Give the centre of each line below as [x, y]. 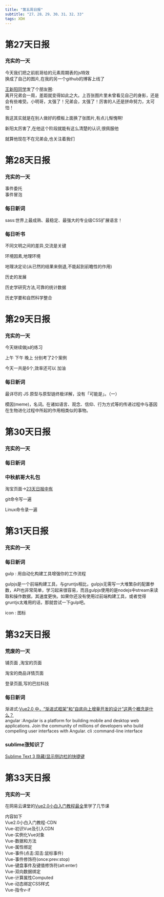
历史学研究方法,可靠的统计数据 [36, 287]
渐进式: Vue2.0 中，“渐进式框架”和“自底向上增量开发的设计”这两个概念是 [77, 709]
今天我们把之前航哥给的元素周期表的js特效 [47, 73]
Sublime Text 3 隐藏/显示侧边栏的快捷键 [45, 756]
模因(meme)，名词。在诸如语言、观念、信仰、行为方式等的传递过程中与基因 [81, 404]
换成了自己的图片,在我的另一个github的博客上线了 [55, 78]
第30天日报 [28, 432]
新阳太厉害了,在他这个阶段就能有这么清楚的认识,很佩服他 [62, 128]
